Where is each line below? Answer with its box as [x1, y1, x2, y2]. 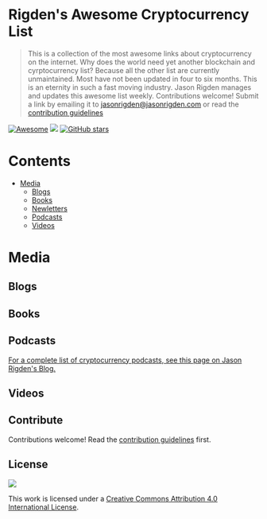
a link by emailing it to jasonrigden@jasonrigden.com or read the [27, 99, 240, 109]
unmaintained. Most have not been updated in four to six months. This [27, 74, 257, 83]
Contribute [8, 413, 64, 427]
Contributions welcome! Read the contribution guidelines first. [8, 435, 211, 444]
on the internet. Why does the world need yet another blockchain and [27, 57, 256, 67]
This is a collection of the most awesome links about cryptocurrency [27, 48, 252, 58]
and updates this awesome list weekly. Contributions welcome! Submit [27, 91, 259, 100]
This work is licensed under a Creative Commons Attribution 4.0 [8, 494, 219, 503]
